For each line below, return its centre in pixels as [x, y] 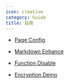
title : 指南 [19, 23]
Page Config [30, 40]
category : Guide [26, 17]
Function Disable [35, 63]
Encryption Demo [36, 75]
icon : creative [25, 12]
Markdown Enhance [39, 52]
